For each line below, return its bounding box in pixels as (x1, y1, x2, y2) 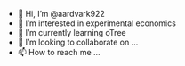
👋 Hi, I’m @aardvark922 (17, 9, 105, 19)
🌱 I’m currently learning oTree (17, 28, 126, 37)
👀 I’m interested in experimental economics (17, 18, 176, 29)
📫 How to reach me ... (17, 47, 101, 57)
